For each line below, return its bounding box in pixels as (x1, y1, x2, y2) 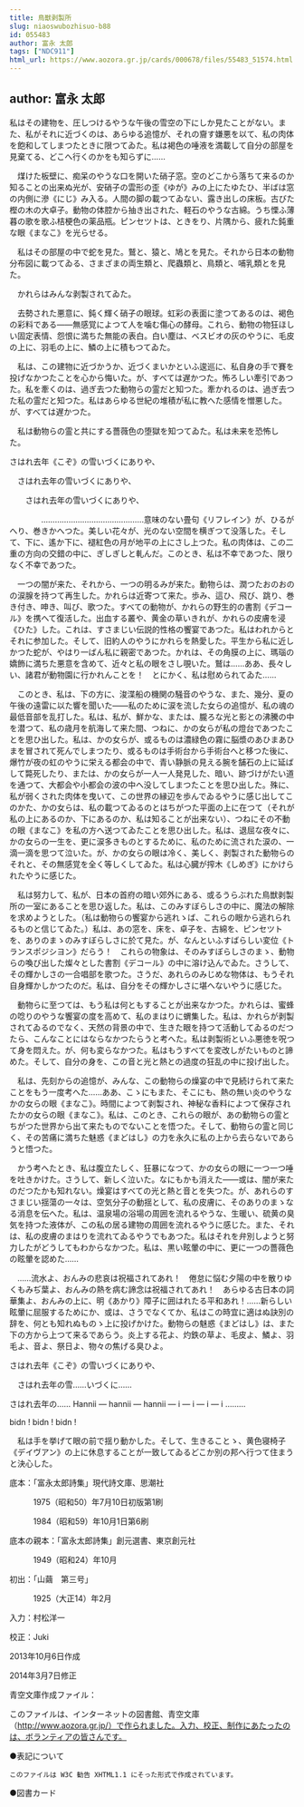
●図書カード (9, 1787, 57, 1798)
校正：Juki (9, 1631, 50, 1642)
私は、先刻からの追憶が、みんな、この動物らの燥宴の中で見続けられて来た (16, 1075, 295, 1086)
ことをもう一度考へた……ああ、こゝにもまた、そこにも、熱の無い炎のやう (9, 1086, 285, 1098)
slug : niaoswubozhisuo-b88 (9, 22, 111, 31)
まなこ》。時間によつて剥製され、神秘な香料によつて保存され (64, 1098, 291, 1109)
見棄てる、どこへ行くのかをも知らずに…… (9, 151, 166, 161)
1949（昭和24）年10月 (33, 1554, 118, 1565)
